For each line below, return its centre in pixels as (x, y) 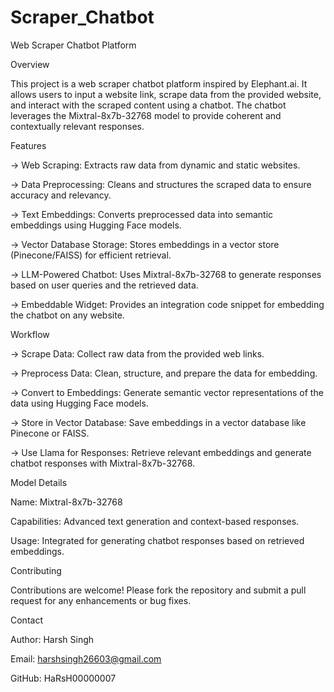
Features (28, 145)
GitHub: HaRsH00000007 (63, 678)
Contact (26, 620)
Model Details (39, 482)
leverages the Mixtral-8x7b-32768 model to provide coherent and (146, 115)
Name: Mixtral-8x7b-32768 (66, 502)
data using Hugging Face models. (79, 403)
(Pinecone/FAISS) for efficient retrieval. (91, 255)
